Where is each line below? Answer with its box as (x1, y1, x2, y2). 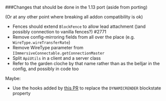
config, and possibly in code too (12, 66, 79, 72)
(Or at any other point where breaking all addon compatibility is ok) (5, 14, 143, 19)
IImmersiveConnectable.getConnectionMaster (12, 51, 105, 56)
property (12, 91, 31, 96)
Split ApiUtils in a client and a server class (12, 55, 101, 61)
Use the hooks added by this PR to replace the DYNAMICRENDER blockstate (12, 85, 161, 91)
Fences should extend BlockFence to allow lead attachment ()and (12, 23, 146, 29)
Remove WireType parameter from (12, 45, 83, 50)
